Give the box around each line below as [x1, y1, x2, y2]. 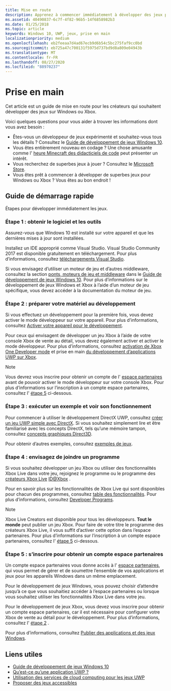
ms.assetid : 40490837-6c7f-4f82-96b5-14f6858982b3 [5, 17, 115, 22]
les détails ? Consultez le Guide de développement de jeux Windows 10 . [12, 139, 164, 145]
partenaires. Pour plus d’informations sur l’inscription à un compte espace [5, 532, 160, 539]
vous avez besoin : [5, 124, 45, 130]
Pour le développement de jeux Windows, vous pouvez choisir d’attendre [5, 583, 159, 589]
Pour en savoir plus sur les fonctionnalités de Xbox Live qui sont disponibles [5, 485, 165, 492]
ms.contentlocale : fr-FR [5, 55, 58, 60]
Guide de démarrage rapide [5, 192, 94, 200]
